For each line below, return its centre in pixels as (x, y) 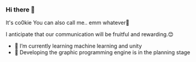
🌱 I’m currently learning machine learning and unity (78, 46)
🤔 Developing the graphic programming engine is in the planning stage (102, 52)
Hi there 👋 (21, 10)
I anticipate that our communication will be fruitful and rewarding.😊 (90, 34)
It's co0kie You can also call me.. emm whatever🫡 (67, 23)
